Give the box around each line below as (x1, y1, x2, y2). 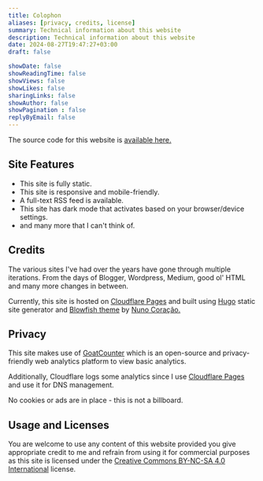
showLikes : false (8, 84, 65, 92)
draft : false (8, 48, 51, 56)
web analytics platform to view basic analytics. (35, 357, 187, 366)
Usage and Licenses (8, 418, 110, 431)
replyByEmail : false (8, 113, 76, 122)
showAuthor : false (8, 99, 69, 107)
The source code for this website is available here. (8, 135, 172, 144)
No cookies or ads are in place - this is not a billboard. (8, 395, 183, 405)
